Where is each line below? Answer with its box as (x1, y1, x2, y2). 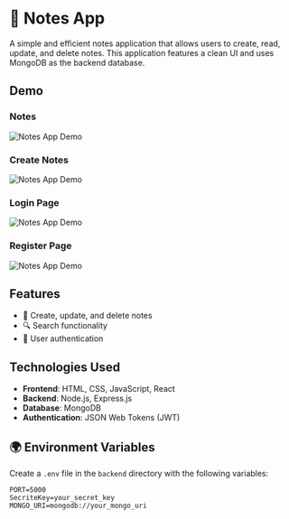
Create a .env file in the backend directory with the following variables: (9, 468, 269, 478)
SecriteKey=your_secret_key (9, 493, 116, 502)
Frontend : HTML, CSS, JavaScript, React (22, 384, 176, 394)
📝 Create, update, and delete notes (22, 310, 153, 321)
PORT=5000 (9, 485, 47, 495)
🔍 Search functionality (22, 320, 108, 331)
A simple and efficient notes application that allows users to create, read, (9, 38, 281, 49)
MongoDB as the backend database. (9, 57, 145, 68)
